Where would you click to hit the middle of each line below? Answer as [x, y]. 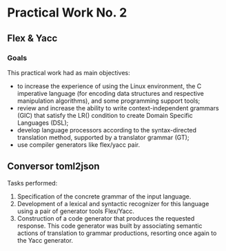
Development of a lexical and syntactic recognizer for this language [113, 203]
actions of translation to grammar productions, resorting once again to [117, 233]
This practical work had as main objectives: [69, 72]
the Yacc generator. [45, 240]
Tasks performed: [32, 183]
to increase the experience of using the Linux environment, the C [109, 86]
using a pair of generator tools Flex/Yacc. [76, 211]
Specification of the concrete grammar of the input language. [104, 196]
